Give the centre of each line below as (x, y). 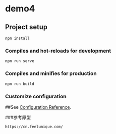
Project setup (27, 27)
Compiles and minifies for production (51, 73)
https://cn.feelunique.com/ (34, 127)
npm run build (20, 84)
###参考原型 (18, 117)
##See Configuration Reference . (38, 107)
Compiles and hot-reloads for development (58, 51)
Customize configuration (36, 96)
